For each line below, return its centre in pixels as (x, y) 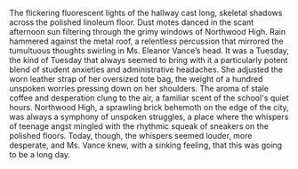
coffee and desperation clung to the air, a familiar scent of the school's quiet (149, 98)
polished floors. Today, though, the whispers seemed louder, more (131, 136)
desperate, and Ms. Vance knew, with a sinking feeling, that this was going (146, 145)
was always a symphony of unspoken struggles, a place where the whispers (149, 117)
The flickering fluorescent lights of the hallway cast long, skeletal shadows (146, 13)
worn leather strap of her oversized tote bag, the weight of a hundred (137, 79)
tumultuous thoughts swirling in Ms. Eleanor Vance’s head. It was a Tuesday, (149, 51)
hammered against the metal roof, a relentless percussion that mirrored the (146, 41)
